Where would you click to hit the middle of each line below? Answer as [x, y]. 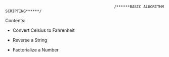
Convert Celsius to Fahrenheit [44, 30]
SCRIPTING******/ [24, 11]
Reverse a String [30, 40]
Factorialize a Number [36, 50]
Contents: [15, 20]
